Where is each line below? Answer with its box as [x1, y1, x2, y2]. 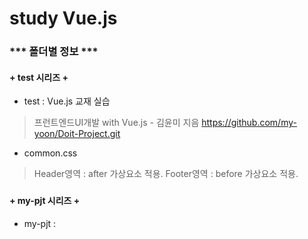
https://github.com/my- [201, 117, 297, 129]
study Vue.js [9, 7, 118, 30]
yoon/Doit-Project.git [33, 128, 121, 140]
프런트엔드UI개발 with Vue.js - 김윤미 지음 [33, 117, 200, 129]
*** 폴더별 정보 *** [9, 45, 99, 59]
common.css [23, 147, 78, 159]
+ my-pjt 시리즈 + [9, 195, 81, 207]
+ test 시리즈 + [9, 71, 69, 83]
